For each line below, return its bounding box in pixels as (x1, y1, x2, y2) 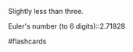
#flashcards (8, 36, 47, 46)
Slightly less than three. (8, 7, 84, 16)
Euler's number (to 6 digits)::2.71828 (8, 22, 126, 30)
